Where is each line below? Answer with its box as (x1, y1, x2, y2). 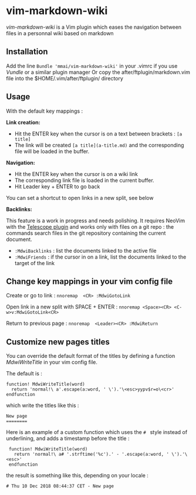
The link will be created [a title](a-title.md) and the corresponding (14, 141, 184, 148)
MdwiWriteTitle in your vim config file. (6, 359, 98, 366)
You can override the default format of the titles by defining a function (6, 352, 175, 360)
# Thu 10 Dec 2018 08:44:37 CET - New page (6, 483, 114, 489)
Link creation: (6, 118, 40, 126)
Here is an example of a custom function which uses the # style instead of (6, 429, 188, 436)
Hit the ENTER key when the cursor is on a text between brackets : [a (14, 130, 183, 137)
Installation (6, 47, 48, 57)
